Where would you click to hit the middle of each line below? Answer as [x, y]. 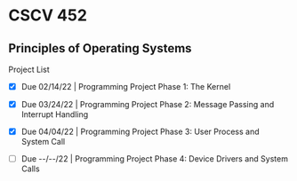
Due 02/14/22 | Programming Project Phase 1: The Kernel [126, 87]
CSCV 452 [48, 16]
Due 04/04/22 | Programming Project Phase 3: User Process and [140, 132]
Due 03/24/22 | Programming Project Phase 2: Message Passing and [148, 105]
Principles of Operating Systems [100, 48]
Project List [29, 69]
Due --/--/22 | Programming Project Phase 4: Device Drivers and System [154, 159]
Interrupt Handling [55, 114]
